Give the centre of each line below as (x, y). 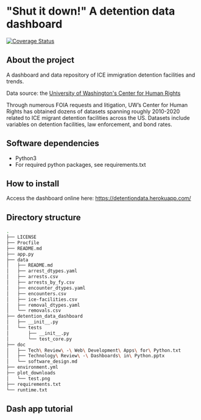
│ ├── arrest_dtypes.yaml (42, 271)
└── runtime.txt (27, 390)
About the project (41, 60)
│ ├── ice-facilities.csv (42, 299)
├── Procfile (23, 243)
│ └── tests (24, 328)
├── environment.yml (33, 367)
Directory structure (44, 217)
